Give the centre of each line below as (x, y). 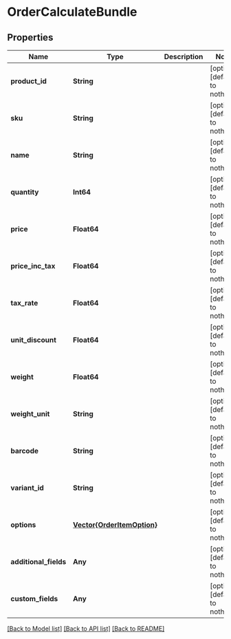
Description (184, 57)
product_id (29, 81)
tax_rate (24, 303)
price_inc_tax (33, 266)
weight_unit (30, 414)
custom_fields (34, 599)
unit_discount (34, 340)
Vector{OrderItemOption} (115, 525)
